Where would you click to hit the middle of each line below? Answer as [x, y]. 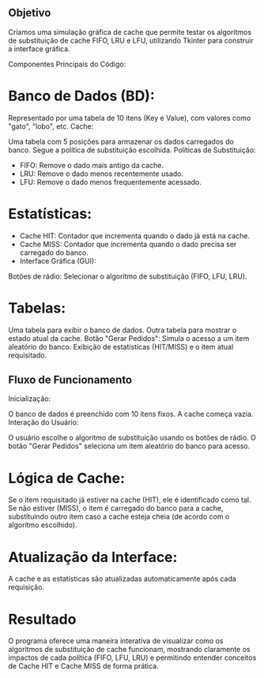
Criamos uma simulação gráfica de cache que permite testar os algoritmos [130, 32]
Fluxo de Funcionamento [70, 380]
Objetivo [30, 13]
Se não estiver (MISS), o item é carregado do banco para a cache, [116, 508]
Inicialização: [30, 399]
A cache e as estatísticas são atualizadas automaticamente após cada [123, 579]
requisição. [26, 587]
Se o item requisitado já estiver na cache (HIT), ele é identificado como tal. [130, 500]
